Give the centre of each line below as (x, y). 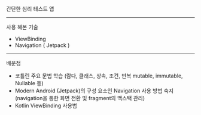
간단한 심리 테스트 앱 (30, 9)
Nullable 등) (29, 83)
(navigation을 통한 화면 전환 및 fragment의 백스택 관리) (80, 98)
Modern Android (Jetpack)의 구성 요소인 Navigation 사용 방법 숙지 (94, 91)
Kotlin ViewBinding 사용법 (46, 105)
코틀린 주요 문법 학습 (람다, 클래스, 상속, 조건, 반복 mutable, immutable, (99, 76)
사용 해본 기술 (22, 27)
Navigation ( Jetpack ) (42, 45)
